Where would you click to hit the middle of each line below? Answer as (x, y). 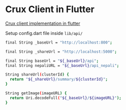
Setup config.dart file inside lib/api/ (44, 33)
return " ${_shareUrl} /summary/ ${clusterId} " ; (59, 80)
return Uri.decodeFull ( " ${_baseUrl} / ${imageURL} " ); (66, 98)
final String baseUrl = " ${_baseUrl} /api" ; (52, 61)
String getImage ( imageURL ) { (36, 93)
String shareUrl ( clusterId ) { (37, 75)
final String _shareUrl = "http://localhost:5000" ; (61, 52)
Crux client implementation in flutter (43, 23)
